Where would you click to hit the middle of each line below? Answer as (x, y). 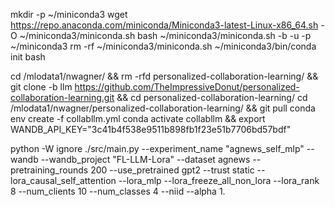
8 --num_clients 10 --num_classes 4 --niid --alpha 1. (118, 191)
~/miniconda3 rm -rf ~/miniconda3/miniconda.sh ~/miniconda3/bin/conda (163, 46)
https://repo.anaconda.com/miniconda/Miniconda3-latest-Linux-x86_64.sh (164, 25)
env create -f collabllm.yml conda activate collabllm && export (138, 118)
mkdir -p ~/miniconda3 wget (69, 14)
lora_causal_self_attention (63, 180)
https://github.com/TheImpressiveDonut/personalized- (187, 87)
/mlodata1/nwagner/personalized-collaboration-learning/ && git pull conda (163, 108)
